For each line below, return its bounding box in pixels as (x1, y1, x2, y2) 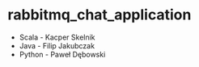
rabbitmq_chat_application (7, 6, 192, 24)
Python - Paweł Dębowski (19, 49, 106, 59)
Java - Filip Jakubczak (19, 40, 95, 50)
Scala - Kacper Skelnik (19, 32, 95, 42)
